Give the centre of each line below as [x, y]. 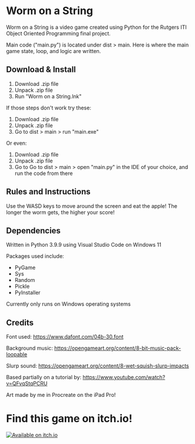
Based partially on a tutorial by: [44, 377]
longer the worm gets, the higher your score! [60, 212]
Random [25, 280]
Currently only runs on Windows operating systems [68, 304]
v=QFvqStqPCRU [27, 383]
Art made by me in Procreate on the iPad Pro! [61, 395]
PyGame [25, 268]
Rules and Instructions [48, 192]
